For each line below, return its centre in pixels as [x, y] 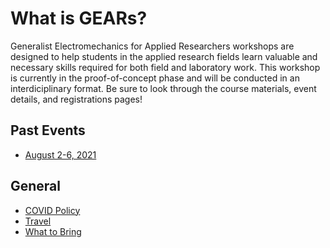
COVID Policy [52, 210]
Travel [38, 221]
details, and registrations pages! [76, 99]
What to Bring [53, 231]
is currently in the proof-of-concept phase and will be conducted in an [155, 78]
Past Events [48, 130]
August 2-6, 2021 [60, 154]
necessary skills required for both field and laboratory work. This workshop [165, 67]
